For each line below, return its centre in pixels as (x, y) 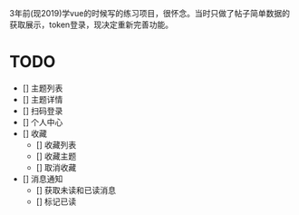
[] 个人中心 (43, 122)
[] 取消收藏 (56, 167)
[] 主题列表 (43, 88)
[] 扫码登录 (43, 111)
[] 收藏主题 (56, 156)
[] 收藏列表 (56, 144)
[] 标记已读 (56, 201)
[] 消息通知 (43, 179)
